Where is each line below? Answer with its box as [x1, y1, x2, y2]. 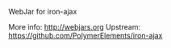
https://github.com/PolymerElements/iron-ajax [8, 31, 163, 40]
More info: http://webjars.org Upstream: [8, 22, 141, 31]
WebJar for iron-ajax [8, 7, 77, 16]
